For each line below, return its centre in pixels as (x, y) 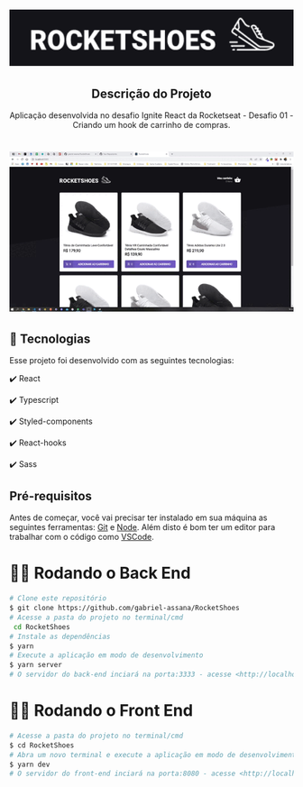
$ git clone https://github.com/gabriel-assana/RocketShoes (125, 609)
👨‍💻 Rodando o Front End (101, 711)
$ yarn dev (30, 764)
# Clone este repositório (58, 599)
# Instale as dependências (60, 636)
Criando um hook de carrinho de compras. (151, 125)
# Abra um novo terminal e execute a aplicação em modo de (123, 755)
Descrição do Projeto (151, 93)
